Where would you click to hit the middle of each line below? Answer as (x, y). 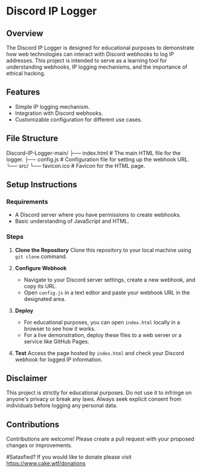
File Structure (32, 139)
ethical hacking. (26, 73)
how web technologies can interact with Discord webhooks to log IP (90, 54)
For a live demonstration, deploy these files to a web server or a (103, 335)
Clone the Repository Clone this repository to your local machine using (103, 250)
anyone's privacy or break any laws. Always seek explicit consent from (94, 399)
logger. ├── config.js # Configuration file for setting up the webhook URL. (98, 159)
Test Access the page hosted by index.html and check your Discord (99, 353)
